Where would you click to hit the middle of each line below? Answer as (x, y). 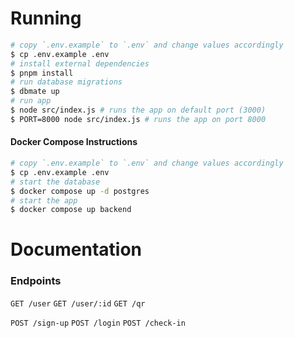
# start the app (44, 200)
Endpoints (36, 281)
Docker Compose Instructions (74, 142)
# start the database (55, 182)
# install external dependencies (80, 63)
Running (46, 18)
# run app (31, 101)
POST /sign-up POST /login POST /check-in (98, 323)
